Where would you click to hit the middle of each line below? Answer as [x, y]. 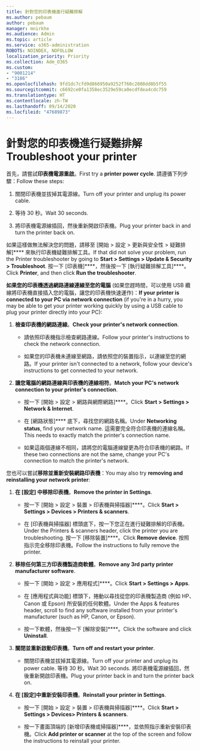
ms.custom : [20, 67]
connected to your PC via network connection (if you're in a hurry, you [95, 299]
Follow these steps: [41, 181]
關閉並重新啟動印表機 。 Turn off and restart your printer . [85, 648]
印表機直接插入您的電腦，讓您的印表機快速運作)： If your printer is [98, 293]
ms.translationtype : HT [36, 95]
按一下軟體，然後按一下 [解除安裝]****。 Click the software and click [108, 629]
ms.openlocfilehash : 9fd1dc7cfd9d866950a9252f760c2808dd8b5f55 [87, 84]
